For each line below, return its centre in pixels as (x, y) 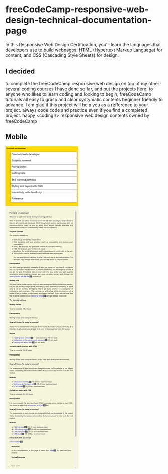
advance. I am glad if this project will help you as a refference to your (77, 105)
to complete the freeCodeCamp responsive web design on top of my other (82, 83)
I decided (20, 71)
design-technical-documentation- (78, 20)
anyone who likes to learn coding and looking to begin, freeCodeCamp (78, 94)
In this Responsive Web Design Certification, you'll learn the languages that (83, 44)
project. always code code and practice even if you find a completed (76, 110)
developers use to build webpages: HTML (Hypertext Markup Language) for (84, 50)
